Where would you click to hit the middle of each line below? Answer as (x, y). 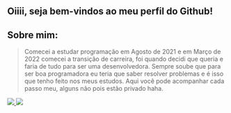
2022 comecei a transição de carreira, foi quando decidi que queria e (124, 59)
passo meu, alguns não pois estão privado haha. (94, 89)
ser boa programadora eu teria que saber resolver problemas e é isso (124, 74)
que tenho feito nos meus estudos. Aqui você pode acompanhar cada (124, 81)
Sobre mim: (33, 35)
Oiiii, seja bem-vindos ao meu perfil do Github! (110, 11)
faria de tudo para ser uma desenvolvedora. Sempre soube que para (122, 67)
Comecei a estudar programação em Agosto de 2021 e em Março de (122, 52)
